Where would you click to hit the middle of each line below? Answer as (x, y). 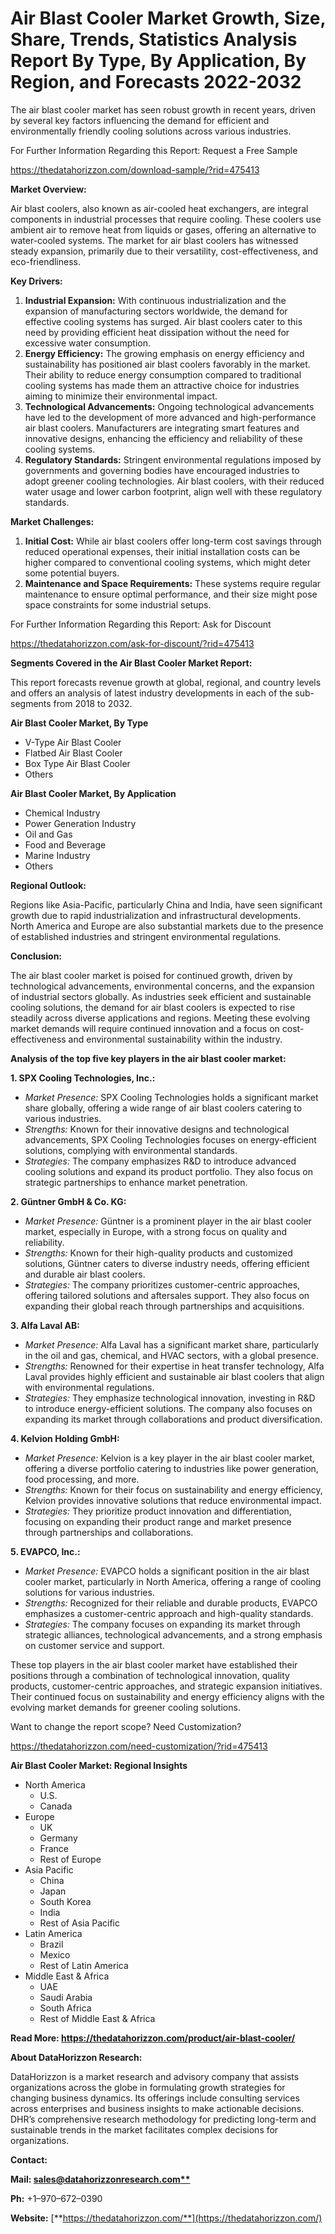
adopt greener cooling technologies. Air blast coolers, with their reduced (174, 481)
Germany (58, 1838)
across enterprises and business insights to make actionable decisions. (157, 2108)
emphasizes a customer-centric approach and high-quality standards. (169, 1613)
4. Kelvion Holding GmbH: (65, 1438)
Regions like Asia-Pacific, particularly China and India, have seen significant (166, 904)
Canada (56, 1806)
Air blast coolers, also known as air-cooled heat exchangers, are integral (159, 208)
